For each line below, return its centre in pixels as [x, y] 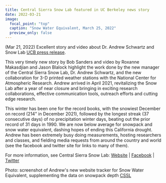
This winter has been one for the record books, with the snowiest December [83, 108]
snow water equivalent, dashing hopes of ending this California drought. [79, 130]
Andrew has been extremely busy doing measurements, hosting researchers [83, 135]
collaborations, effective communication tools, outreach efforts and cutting [82, 93]
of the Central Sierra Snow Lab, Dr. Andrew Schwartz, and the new [73, 72]
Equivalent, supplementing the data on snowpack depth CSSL [68, 175]
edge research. [21, 99]
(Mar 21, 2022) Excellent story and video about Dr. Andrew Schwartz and [80, 47]
